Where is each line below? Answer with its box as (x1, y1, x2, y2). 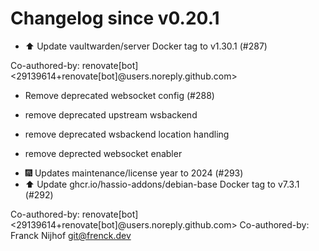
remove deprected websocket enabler (24, 147, 183, 159)
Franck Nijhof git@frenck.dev (10, 229, 132, 241)
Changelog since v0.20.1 (10, 7, 220, 30)
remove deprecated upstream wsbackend (24, 108, 198, 121)
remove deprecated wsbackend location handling (24, 128, 230, 140)
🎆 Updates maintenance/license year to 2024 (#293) (24, 167, 244, 179)
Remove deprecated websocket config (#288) (24, 89, 215, 101)
